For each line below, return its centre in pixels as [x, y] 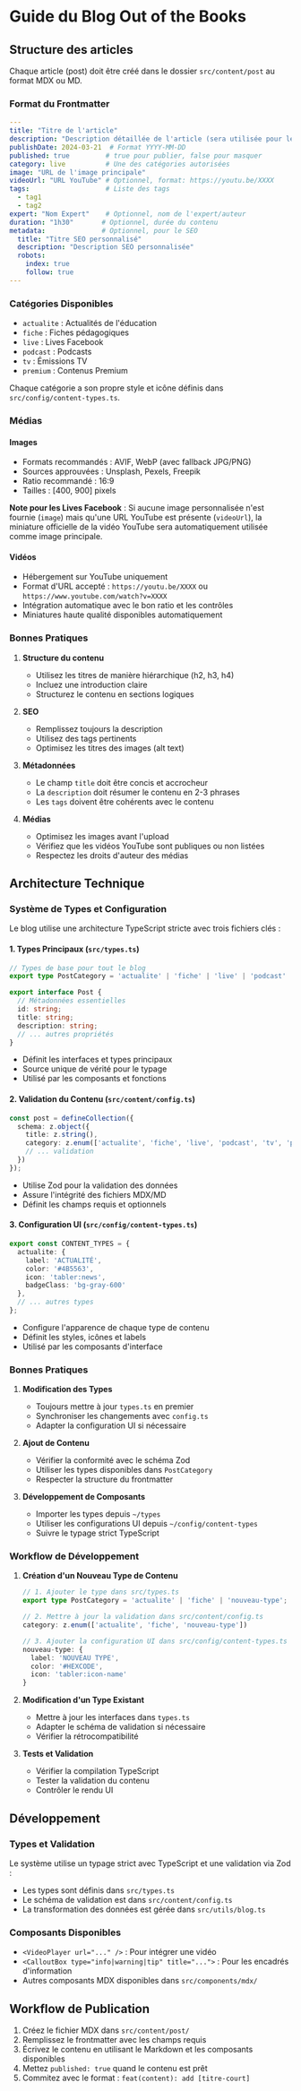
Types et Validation [52, 1844]
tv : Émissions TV [55, 361]
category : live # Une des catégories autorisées [120, 164]
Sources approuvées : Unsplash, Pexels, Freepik [112, 471]
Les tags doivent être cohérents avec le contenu [125, 801]
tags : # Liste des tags [90, 189]
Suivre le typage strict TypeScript [97, 1533]
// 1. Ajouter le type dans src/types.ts [100, 1592]
